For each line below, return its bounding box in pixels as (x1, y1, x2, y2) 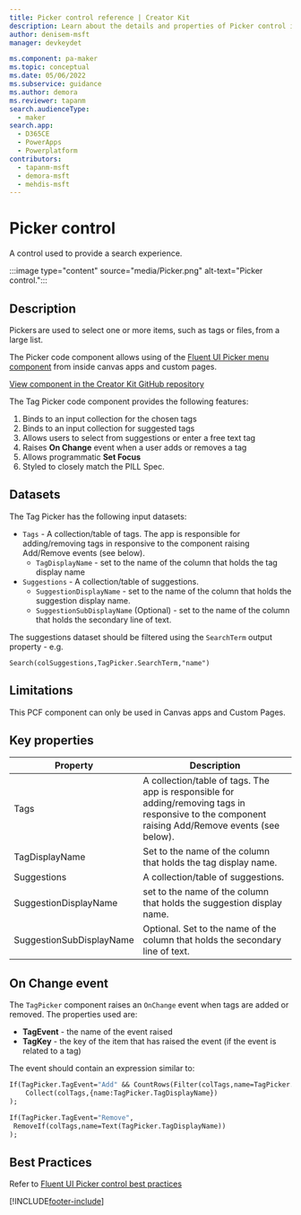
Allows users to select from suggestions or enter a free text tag (21, 433, 256, 443)
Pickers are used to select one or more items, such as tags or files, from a (9, 325, 280, 335)
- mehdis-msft (17, 180, 70, 189)
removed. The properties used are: (9, 1009, 138, 1020)
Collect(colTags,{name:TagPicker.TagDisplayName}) (25, 1088, 219, 1098)
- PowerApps (17, 138, 63, 147)
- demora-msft (17, 172, 70, 180)
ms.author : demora (9, 87, 78, 97)
